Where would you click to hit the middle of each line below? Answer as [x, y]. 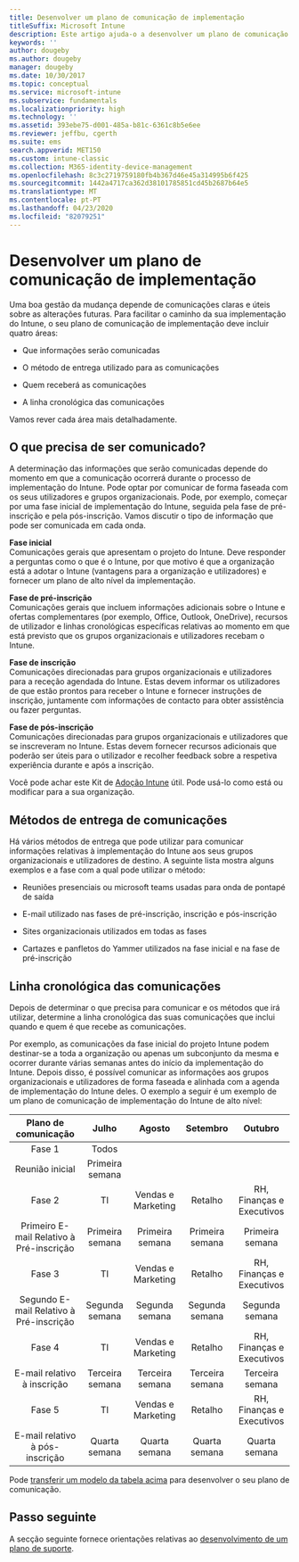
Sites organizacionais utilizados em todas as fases [114, 931]
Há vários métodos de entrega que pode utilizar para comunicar [127, 842]
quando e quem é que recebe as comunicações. [98, 1026]
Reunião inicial [45, 1169]
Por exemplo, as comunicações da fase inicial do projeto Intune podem [139, 1044]
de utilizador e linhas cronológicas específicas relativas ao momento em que [149, 626]
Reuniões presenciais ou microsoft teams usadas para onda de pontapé [154, 888]
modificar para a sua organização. [72, 792]
